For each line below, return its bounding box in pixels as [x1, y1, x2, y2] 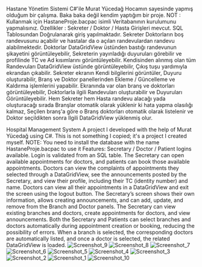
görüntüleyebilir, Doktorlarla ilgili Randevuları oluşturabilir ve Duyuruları [6, 89, 183, 95]
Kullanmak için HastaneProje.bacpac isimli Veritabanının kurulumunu [6, 18, 177, 25]
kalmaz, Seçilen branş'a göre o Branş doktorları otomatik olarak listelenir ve [6, 108, 194, 115]
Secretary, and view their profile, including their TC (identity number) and [6, 178, 188, 184]
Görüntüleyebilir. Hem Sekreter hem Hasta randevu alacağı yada [6, 95, 166, 102]
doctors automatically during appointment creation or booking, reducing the [6, 222, 195, 229]
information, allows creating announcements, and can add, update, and [6, 196, 183, 204]
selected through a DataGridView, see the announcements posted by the [6, 171, 187, 178]
